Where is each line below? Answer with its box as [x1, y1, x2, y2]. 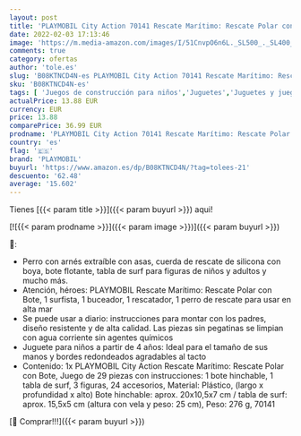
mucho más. [21, 275, 69, 286]
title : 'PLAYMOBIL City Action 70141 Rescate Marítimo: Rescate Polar [9, 21, 279, 30]
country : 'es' [9, 138, 63, 147]
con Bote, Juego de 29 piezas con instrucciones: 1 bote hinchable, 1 [21, 371, 273, 381]
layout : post [9, 13, 58, 22]
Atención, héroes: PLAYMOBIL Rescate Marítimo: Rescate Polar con [21, 285, 272, 295]
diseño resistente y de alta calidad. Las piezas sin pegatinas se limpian [21, 323, 284, 334]
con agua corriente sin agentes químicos [21, 332, 174, 343]
